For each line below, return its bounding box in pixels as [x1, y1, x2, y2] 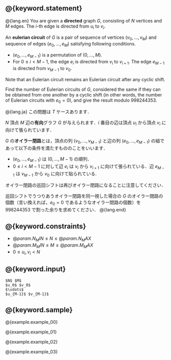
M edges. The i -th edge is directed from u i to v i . [5, 23, 106, 30]
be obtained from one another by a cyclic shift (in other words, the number [5, 91, 162, 98]
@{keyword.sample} [5, 305, 73, 314]
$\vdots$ [5, 287, 24, 293]
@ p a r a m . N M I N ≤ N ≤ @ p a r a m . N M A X [12, 235, 91, 243]
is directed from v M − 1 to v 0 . [12, 65, 72, 73]
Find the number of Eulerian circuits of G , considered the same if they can [5, 86, 161, 92]
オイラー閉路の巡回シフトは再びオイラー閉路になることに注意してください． [5, 182, 166, 188]
